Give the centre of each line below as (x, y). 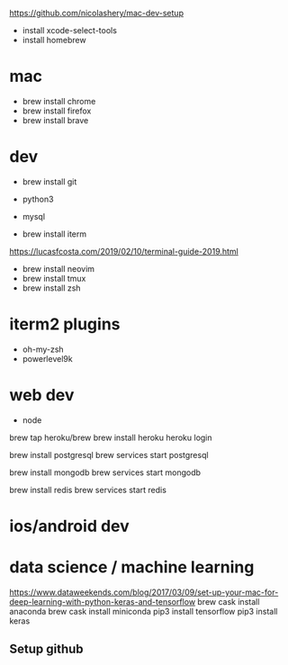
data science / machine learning (132, 567)
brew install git (49, 181)
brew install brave (55, 120)
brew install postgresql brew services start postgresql (109, 454)
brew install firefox (57, 111)
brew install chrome (59, 101)
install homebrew (54, 40)
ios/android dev (70, 526)
